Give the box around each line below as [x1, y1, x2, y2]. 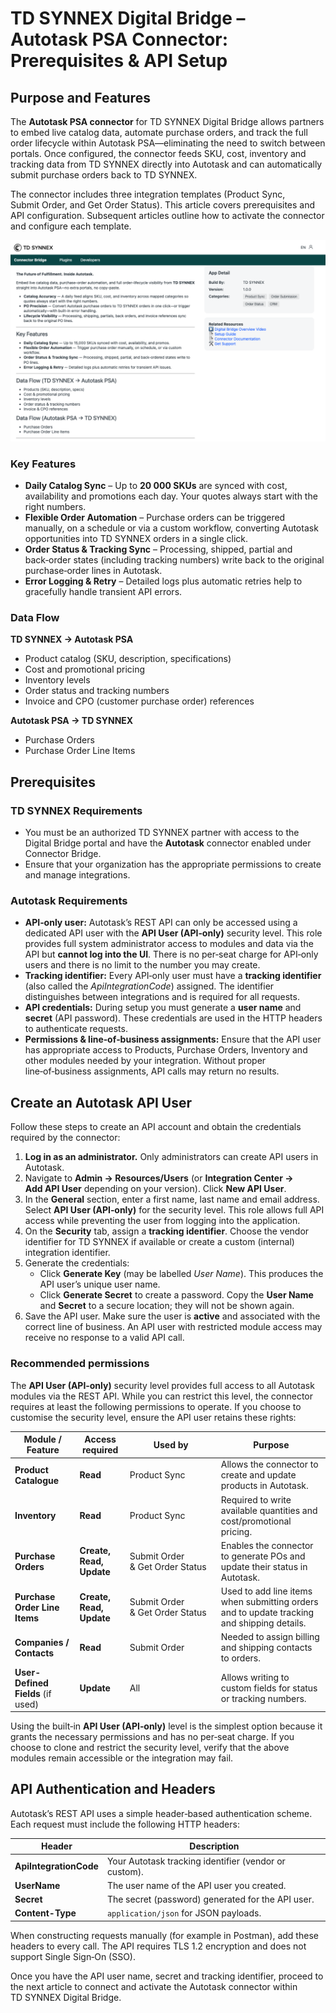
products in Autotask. [220, 1480, 309, 1492]
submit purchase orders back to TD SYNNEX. [10, 169, 198, 181]
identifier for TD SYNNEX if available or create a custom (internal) [24, 1236, 295, 1248]
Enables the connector [220, 1539, 314, 1551]
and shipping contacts [220, 1642, 313, 1654]
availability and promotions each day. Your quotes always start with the [24, 490, 318, 502]
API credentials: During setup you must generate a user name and [24, 1002, 302, 1014]
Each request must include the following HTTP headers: [10, 1818, 240, 1830]
